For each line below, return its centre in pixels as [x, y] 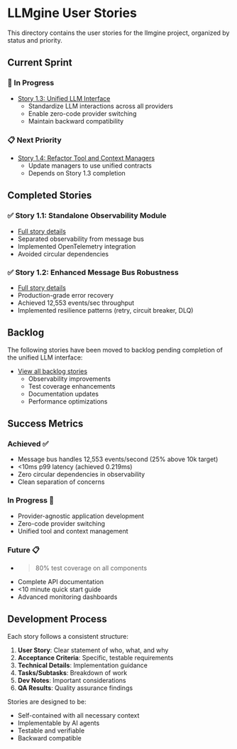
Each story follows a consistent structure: [68, 636]
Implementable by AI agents [59, 723]
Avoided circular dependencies [63, 254]
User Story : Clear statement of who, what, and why [93, 650]
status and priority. [35, 40]
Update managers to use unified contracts [90, 166]
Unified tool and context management [73, 531]
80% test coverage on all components [91, 568]
